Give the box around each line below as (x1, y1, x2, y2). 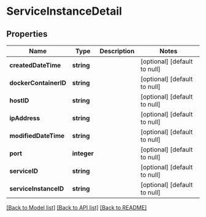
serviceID (9, 167, 39, 175)
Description (99, 47, 135, 55)
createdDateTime (9, 61, 61, 69)
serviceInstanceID (9, 185, 64, 192)
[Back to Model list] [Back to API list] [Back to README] (6, 204, 147, 211)
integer (72, 149, 94, 158)
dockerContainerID (9, 78, 66, 87)
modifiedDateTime (9, 132, 65, 140)
